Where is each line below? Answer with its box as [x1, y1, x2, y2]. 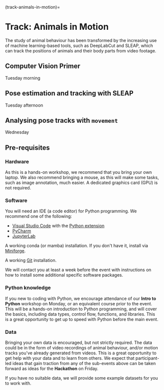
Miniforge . [5, 248, 26, 254]
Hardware [5, 158, 29, 165]
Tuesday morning [5, 75, 41, 81]
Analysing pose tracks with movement [5, 116, 118, 124]
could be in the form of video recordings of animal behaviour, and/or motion [5, 344, 158, 350]
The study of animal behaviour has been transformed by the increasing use [5, 37, 157, 43]
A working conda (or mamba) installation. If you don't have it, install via [5, 243, 148, 249]
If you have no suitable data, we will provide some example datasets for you [5, 375, 158, 381]
